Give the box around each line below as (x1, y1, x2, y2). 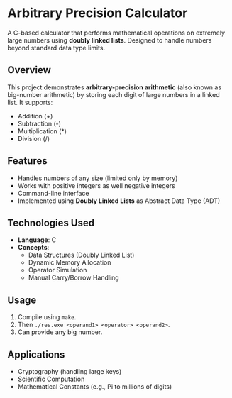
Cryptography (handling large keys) (17, 367, 122, 375)
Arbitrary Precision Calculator (7, 5, 188, 21)
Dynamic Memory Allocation (28, 258, 111, 267)
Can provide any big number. (17, 328, 103, 336)
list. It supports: (7, 98, 53, 106)
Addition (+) (17, 111, 53, 120)
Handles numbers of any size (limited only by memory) (17, 174, 178, 182)
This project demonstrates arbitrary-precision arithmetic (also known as (7, 83, 222, 92)
